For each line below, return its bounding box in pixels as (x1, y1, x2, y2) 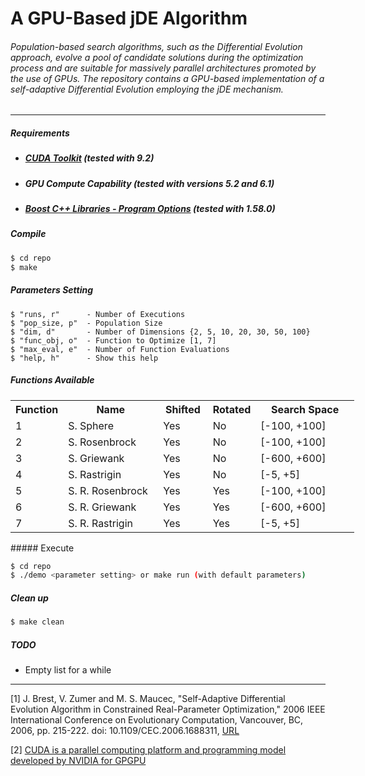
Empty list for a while (24, 664, 112, 676)
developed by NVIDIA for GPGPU (10, 755, 147, 767)
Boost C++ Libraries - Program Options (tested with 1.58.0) (24, 203, 276, 215)
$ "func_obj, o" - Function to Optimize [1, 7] (10, 335, 217, 346)
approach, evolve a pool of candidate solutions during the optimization (10, 51, 304, 63)
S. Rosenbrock (68, 435, 137, 449)
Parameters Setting (10, 284, 94, 296)
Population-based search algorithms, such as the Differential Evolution (10, 40, 303, 52)
